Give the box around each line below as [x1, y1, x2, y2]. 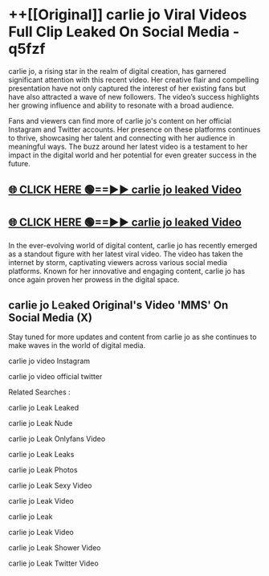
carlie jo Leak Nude [8, 418, 73, 427]
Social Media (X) [8, 311, 93, 325]
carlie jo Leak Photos [8, 464, 78, 475]
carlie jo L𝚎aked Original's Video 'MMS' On [8, 298, 229, 312]
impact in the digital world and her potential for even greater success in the [8, 150, 257, 160]
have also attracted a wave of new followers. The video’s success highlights [8, 92, 259, 101]
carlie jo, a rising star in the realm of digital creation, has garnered [8, 66, 226, 76]
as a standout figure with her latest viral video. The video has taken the [8, 249, 243, 259]
